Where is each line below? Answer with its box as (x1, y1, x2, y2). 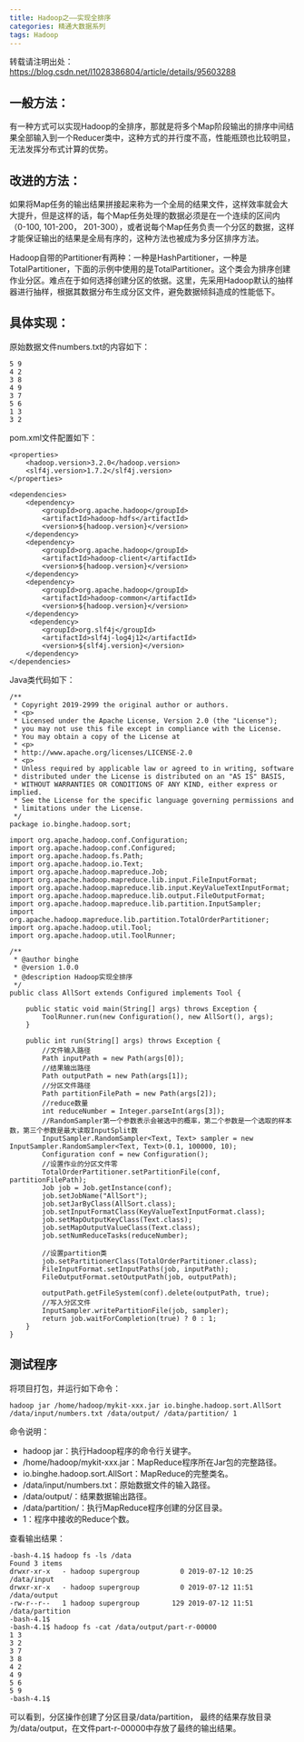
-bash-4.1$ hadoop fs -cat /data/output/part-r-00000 (9, 1622, 218, 1632)
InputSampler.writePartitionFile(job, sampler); (42, 1306, 230, 1315)
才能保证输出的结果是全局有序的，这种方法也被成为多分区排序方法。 (9, 233, 264, 244)
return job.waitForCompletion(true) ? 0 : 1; (42, 1314, 218, 1323)
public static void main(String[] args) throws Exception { (25, 1004, 258, 1014)
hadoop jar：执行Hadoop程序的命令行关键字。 (22, 1445, 197, 1456)
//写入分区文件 (42, 1297, 91, 1307)
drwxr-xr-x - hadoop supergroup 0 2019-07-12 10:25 (9, 1567, 254, 1576)
